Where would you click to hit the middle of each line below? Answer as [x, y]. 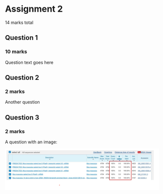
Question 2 [22, 78]
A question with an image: [31, 142]
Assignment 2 [34, 9]
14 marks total [19, 22]
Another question [22, 102]
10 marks [16, 52]
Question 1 [21, 38]
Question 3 [22, 117]
